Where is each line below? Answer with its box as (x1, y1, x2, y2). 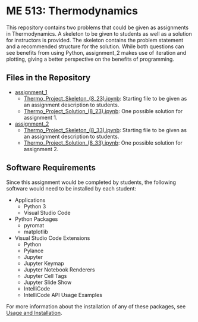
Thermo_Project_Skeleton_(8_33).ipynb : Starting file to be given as (23, 126, 187, 133)
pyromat (23, 221, 45, 229)
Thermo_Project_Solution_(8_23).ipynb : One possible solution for (23, 107, 183, 114)
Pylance (23, 247, 44, 254)
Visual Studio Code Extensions (14, 234, 90, 242)
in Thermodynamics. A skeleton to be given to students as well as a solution (6, 30, 192, 37)
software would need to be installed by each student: (6, 185, 137, 192)
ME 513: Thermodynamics (6, 4, 139, 18)
